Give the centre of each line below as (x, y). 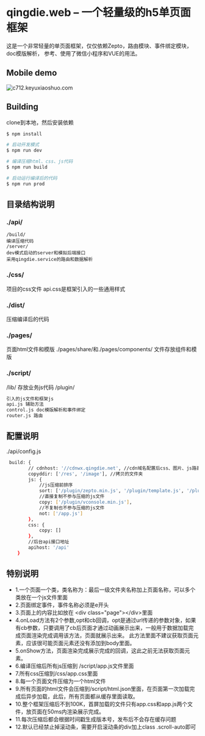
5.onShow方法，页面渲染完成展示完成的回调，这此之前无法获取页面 (100, 651)
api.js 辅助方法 (25, 404)
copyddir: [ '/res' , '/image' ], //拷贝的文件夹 (86, 474)
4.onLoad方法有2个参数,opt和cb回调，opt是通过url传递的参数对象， (100, 620)
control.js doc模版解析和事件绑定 (46, 410)
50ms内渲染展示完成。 (76, 712)
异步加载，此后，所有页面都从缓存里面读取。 (82, 696)
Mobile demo (32, 73)
